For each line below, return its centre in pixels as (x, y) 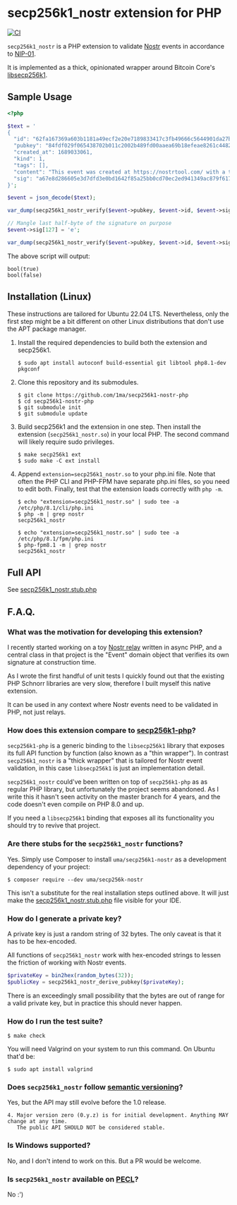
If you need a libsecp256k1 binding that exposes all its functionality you (111, 818)
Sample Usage (40, 97)
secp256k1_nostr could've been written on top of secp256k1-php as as (108, 782)
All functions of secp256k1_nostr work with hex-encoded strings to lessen (114, 955)
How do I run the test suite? (55, 1021)
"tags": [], (31, 165)
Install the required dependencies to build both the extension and (112, 342)
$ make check (26, 1036)
